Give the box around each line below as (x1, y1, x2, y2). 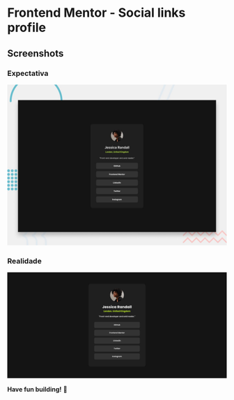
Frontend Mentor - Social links (7, 5, 186, 21)
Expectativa (7, 68, 49, 78)
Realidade (7, 256, 42, 266)
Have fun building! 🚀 (7, 385, 68, 394)
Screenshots (7, 47, 64, 59)
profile (7, 20, 47, 36)
